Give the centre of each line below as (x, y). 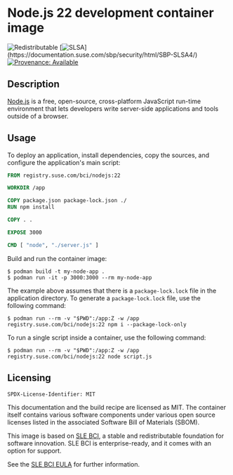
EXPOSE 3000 (25, 232)
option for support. (34, 450)
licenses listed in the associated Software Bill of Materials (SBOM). (104, 422)
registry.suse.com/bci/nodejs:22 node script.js (80, 356)
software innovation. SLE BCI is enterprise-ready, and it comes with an (109, 443)
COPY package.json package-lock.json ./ (67, 201)
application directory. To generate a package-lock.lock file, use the (104, 298)
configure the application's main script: (64, 162)
